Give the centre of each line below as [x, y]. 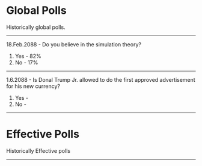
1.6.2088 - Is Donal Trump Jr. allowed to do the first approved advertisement [101, 79]
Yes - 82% [28, 56]
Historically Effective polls [38, 150]
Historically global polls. [36, 27]
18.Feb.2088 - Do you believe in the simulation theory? [74, 44]
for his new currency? [33, 86]
